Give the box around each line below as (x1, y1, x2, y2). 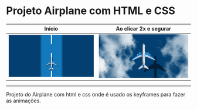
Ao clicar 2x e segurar (116, 25, 171, 32)
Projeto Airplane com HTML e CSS (6, 4, 176, 18)
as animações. (6, 97, 41, 104)
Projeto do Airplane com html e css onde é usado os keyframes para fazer (6, 91, 186, 98)
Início (44, 25, 59, 32)
